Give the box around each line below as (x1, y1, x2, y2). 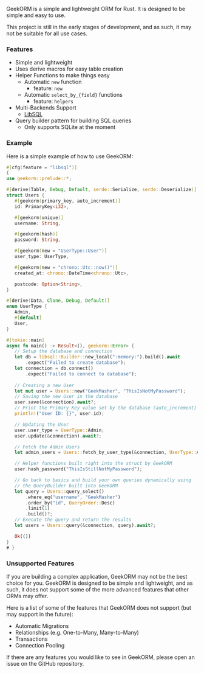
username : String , (14, 220, 61, 226)
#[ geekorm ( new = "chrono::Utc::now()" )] (14, 264, 118, 270)
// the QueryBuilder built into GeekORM (14, 483, 118, 489)
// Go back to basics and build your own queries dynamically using (14, 477, 191, 483)
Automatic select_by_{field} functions (24, 91, 123, 99)
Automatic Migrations (15, 622, 69, 629)
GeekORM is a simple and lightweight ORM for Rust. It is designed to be (6, 5, 186, 12)
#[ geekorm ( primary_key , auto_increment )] (14, 198, 121, 204)
